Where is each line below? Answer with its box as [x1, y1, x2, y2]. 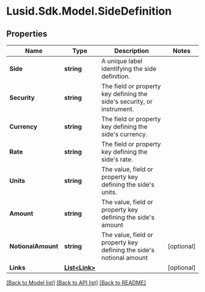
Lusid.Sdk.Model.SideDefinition [6, 4, 172, 18]
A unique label [101, 57, 143, 65]
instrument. [101, 105, 134, 113]
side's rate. [101, 155, 133, 163]
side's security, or [101, 98, 153, 105]
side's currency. [101, 130, 148, 138]
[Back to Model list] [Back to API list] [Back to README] [6, 279, 146, 286]
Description [113, 47, 149, 55]
